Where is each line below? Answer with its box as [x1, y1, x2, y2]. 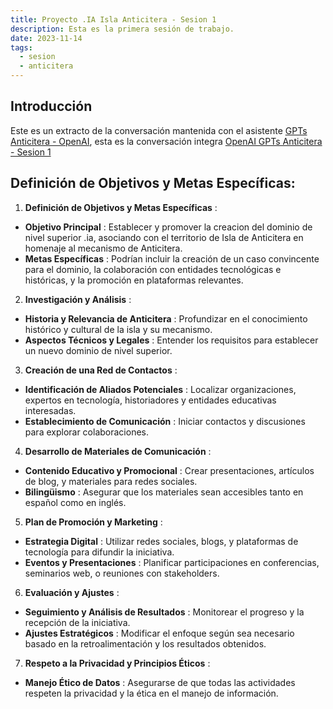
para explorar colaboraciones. [24, 426, 150, 438]
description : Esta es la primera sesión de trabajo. [10, 24, 235, 34]
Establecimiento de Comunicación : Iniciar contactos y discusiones [24, 415, 306, 427]
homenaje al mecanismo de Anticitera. [24, 242, 183, 254]
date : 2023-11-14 [10, 33, 83, 43]
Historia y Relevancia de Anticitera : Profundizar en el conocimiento [24, 312, 308, 325]
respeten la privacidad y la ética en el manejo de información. [24, 687, 279, 699]
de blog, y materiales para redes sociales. [24, 475, 198, 487]
